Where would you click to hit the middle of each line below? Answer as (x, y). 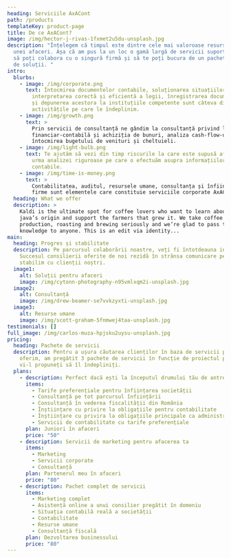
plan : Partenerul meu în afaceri (73, 473)
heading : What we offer (47, 199)
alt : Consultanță (44, 295)
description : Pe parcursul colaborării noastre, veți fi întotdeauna (115, 250)
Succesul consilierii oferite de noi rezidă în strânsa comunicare (118, 256)
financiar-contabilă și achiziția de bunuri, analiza (110, 135)
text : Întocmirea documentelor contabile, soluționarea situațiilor (125, 90)
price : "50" (42, 435)
